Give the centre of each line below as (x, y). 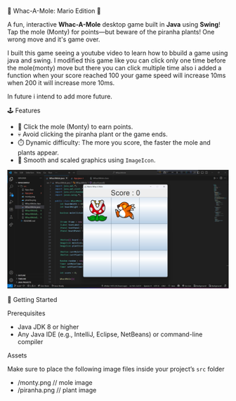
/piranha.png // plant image (57, 390)
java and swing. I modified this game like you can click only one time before (117, 60)
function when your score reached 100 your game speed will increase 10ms (117, 75)
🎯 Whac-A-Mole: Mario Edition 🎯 (54, 11)
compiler (30, 341)
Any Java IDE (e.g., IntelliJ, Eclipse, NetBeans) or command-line (110, 334)
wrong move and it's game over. (54, 39)
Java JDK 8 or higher (48, 327)
